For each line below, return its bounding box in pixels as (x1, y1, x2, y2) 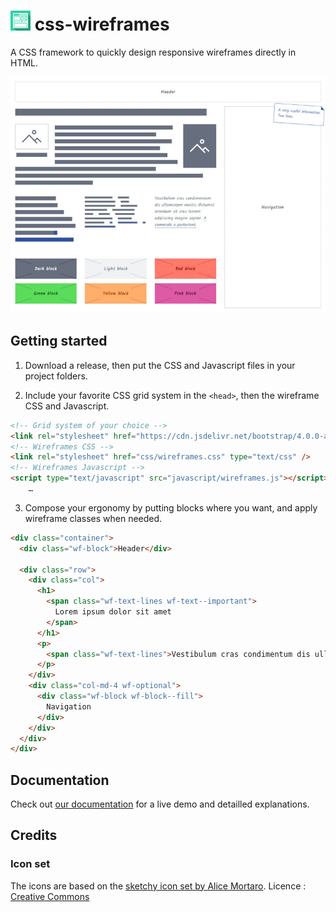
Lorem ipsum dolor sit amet (54, 607, 172, 617)
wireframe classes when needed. (24, 512, 163, 524)
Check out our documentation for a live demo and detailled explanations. (10, 798, 310, 810)
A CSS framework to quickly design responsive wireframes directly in (10, 46, 297, 58)
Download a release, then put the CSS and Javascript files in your (24, 359, 296, 371)
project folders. (24, 370, 88, 382)
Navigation (46, 701, 92, 712)
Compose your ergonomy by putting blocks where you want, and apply (24, 501, 318, 514)
